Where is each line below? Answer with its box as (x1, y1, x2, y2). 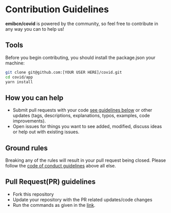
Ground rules (5, 143, 48, 152)
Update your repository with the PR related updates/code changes (12, 196, 153, 203)
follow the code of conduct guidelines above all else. (5, 163, 116, 168)
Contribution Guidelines (5, 4, 109, 15)
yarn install (5, 79, 33, 84)
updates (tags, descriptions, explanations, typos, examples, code (12, 113, 150, 119)
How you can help (5, 93, 64, 102)
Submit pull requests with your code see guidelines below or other (12, 107, 153, 113)
